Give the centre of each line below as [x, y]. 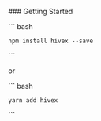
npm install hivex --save [50, 41]
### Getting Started [41, 11]
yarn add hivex [33, 101]
